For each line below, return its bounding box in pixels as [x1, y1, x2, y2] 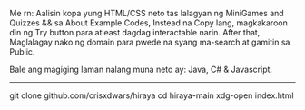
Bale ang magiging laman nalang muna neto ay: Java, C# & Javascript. [9, 64, 273, 75]
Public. [9, 46, 35, 57]
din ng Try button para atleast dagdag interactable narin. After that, [9, 27, 261, 37]
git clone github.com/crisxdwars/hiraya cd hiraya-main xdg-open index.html [9, 90, 294, 101]
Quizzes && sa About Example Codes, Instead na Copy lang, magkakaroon [9, 17, 288, 28]
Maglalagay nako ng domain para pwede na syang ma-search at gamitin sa [9, 36, 290, 47]
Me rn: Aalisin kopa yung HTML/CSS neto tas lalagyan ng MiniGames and [9, 8, 284, 18]
